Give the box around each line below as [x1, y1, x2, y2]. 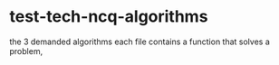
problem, [9, 45, 43, 56]
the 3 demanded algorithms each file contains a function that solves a [9, 36, 270, 47]
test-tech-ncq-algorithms [9, 6, 208, 27]
